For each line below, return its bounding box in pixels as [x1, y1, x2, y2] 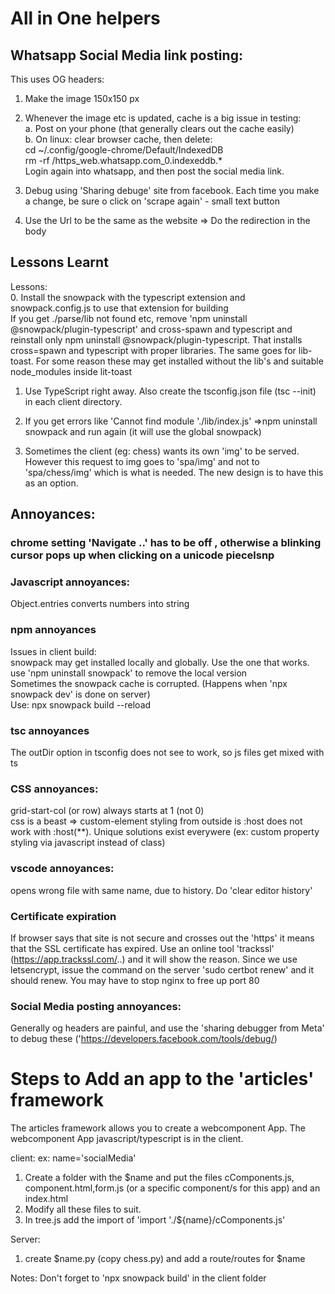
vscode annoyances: [10, 862, 115, 876]
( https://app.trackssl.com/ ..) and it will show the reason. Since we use [10, 953, 298, 965]
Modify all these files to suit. [24, 1203, 142, 1216]
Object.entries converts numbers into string [10, 598, 190, 610]
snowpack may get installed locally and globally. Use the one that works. [10, 656, 310, 668]
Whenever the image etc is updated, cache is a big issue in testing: [24, 112, 302, 124]
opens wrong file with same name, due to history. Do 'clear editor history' [10, 884, 313, 896]
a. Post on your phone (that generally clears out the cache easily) [24, 123, 295, 134]
